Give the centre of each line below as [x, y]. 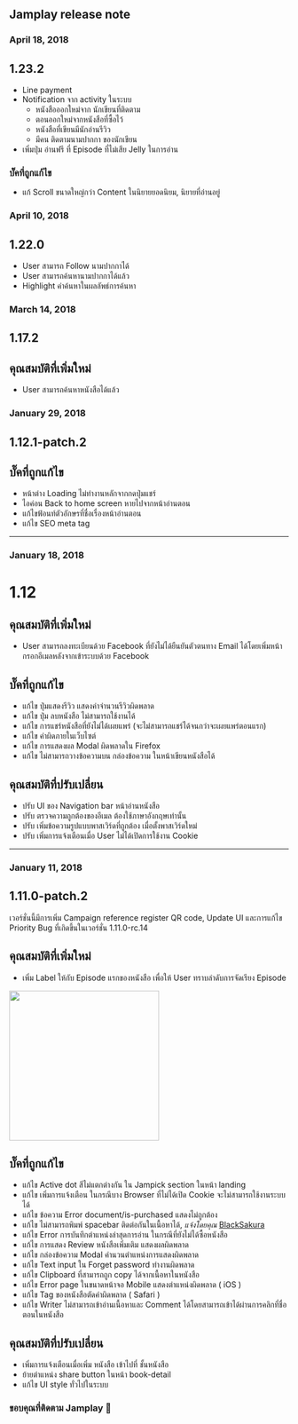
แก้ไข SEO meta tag [56, 524]
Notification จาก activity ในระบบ [77, 99]
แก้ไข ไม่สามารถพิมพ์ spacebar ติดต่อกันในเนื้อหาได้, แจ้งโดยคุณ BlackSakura [143, 1225]
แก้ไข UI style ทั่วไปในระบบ [65, 1385]
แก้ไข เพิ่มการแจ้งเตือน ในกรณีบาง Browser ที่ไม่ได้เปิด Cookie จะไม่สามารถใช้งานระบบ [153, 1195]
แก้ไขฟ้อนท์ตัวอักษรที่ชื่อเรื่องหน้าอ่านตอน [82, 513]
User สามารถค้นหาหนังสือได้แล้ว [71, 390]
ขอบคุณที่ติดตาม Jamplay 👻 [61, 1408]
